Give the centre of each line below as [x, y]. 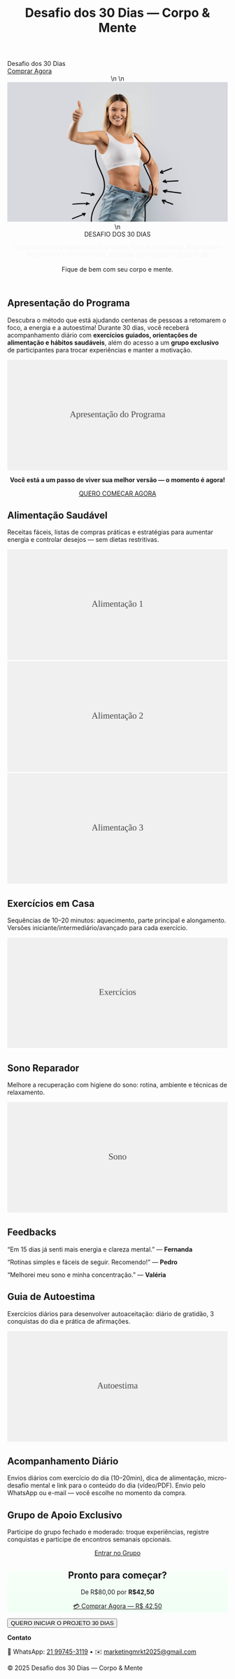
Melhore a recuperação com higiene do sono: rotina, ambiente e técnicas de [117, 1084]
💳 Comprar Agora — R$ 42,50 [117, 1606]
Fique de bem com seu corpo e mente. [117, 270]
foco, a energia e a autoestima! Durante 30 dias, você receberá [98, 327]
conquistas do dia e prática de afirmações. [69, 1321]
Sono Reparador [43, 1068]
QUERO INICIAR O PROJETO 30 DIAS [62, 1623]
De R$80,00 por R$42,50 [117, 1592]
